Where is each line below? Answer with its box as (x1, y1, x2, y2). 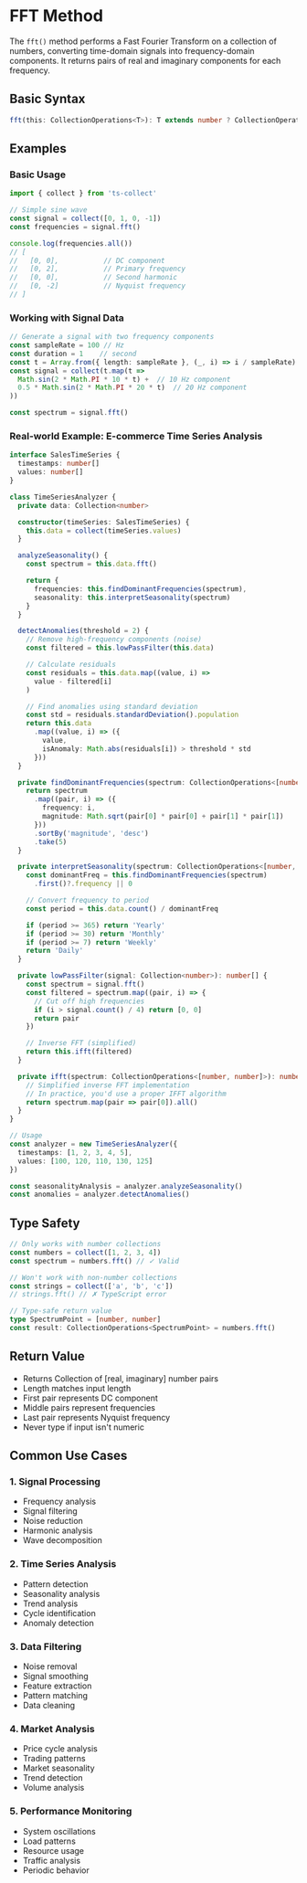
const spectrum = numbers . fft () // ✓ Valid (9, 1256, 180, 1265)
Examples (9, 141, 67, 156)
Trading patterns (22, 1753, 86, 1764)
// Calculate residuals (26, 660, 117, 670)
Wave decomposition (22, 1535, 103, 1546)
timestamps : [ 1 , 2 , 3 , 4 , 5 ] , (17, 1148, 132, 1157)
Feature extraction (22, 1680, 92, 1691)
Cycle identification (22, 1607, 96, 1618)
